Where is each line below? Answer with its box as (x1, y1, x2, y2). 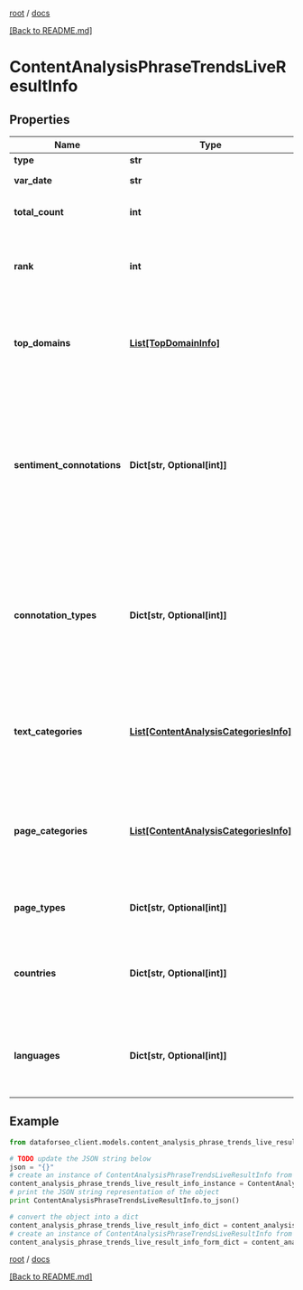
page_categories (14, 825, 88, 837)
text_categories (14, 725, 83, 737)
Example (9, 1114, 60, 1129)
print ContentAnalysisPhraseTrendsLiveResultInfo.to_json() (9, 1196, 241, 1205)
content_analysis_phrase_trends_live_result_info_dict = (9, 1220, 228, 1229)
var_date (14, 174, 52, 186)
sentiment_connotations (14, 459, 122, 471)
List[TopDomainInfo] (129, 337, 221, 349)
